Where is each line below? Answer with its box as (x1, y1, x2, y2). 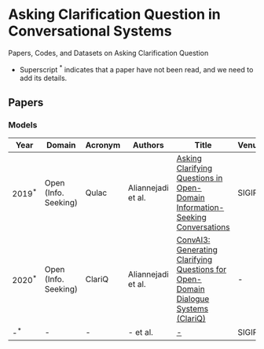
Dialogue (176, 293, 210, 304)
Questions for (176, 264, 227, 275)
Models (8, 119, 38, 130)
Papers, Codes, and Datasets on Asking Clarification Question (8, 48, 209, 57)
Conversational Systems (8, 22, 172, 40)
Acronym (85, 140, 121, 151)
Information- (176, 202, 225, 213)
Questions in (176, 173, 223, 184)
